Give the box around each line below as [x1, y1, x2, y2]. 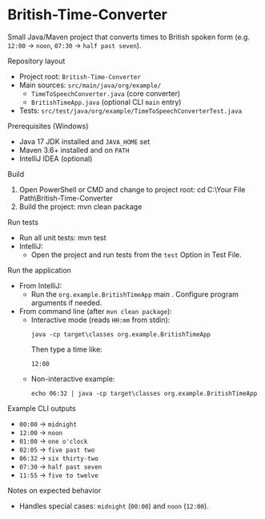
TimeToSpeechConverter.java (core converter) [30, 88, 181, 98]
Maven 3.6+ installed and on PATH [18, 145, 130, 155]
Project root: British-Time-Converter [18, 71, 142, 81]
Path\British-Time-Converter [18, 193, 113, 203]
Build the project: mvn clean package [18, 202, 143, 211]
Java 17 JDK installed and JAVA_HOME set [18, 136, 151, 146]
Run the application [7, 265, 71, 275]
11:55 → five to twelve [18, 470, 99, 480]
